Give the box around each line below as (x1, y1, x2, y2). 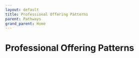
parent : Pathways (5, 16, 41, 21)
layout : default (5, 7, 39, 12)
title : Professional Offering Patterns (5, 12, 88, 17)
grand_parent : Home (5, 21, 46, 26)
